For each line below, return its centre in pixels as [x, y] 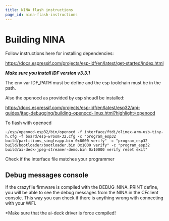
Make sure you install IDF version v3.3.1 [48, 73]
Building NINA [35, 40]
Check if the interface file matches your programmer [60, 159]
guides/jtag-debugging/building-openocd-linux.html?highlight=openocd [80, 113]
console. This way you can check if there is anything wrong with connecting [84, 198]
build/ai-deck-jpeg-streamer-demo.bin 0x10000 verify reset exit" [76, 150]
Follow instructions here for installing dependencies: [60, 53]
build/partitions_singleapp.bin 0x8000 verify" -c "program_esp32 [76, 141]
